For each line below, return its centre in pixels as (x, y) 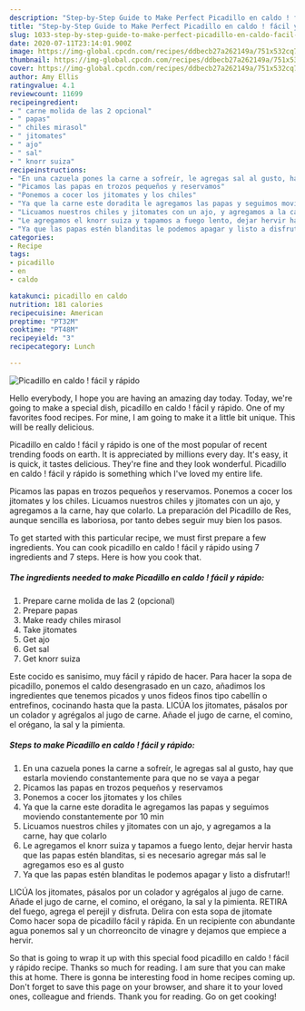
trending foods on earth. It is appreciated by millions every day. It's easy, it (149, 454)
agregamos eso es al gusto (73, 865)
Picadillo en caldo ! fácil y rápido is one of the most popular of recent (138, 444)
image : (22, 52)
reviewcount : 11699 (46, 94)
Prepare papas (50, 610)
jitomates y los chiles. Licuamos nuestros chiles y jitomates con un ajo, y (145, 501)
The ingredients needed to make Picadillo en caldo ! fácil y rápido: (137, 578)
